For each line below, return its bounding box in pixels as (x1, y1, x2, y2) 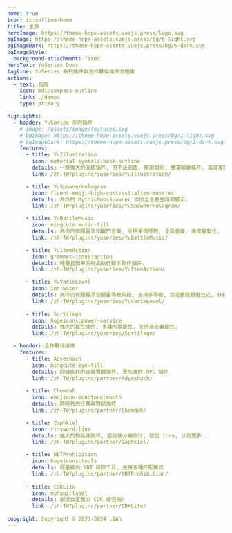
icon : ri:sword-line (32, 426, 91, 433)
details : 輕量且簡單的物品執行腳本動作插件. (32, 260, 146, 266)
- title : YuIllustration (25, 152, 97, 159)
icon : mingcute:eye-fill (32, 361, 104, 369)
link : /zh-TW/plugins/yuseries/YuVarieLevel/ (32, 298, 166, 305)
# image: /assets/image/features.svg (19, 125, 128, 132)
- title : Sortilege (25, 311, 81, 318)
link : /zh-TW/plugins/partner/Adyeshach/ (32, 374, 153, 381)
